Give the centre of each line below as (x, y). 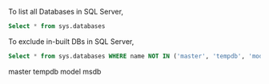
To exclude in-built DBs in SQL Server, (71, 41)
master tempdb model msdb (55, 71)
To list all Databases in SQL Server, (66, 12)
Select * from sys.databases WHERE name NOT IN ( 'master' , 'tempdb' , (127, 56)
